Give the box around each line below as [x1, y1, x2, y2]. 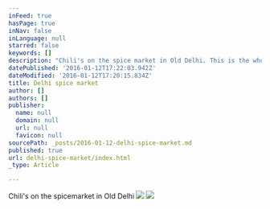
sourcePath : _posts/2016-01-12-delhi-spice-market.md [8, 138, 193, 147]
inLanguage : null [8, 34, 67, 43]
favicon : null [15, 131, 63, 139]
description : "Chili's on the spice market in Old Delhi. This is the [8, 57, 250, 65]
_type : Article [8, 162, 59, 170]
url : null [15, 124, 48, 132]
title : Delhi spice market [8, 79, 99, 87]
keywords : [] [8, 49, 52, 57]
